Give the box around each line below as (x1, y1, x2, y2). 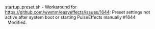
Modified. (7, 19, 27, 25)
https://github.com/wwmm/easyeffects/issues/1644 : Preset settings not (5, 9, 151, 15)
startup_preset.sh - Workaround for (5, 4, 77, 10)
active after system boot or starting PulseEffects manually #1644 (5, 14, 136, 20)
